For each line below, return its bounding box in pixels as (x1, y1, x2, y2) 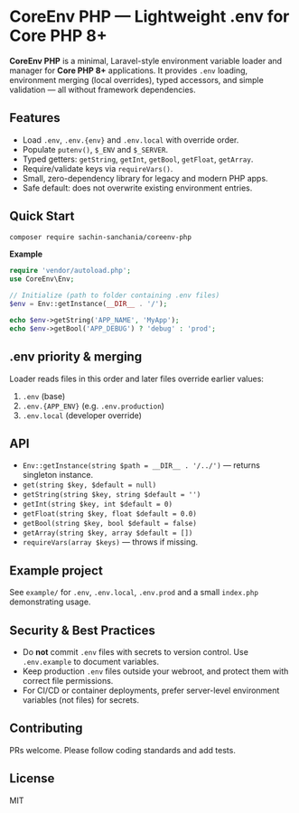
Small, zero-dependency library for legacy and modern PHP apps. (22, 173, 268, 183)
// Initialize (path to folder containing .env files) (9, 291, 220, 300)
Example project (9, 563, 104, 578)
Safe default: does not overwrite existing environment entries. (22, 182, 253, 193)
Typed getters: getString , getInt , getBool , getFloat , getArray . (22, 154, 254, 164)
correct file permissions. (22, 675, 114, 686)
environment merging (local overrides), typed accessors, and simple (9, 74, 264, 85)
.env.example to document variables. (22, 656, 160, 667)
